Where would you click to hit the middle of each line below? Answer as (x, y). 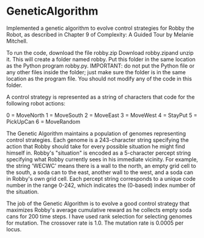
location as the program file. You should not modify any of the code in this (99, 79)
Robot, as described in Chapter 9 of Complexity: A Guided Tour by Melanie (100, 34)
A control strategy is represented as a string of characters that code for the (100, 97)
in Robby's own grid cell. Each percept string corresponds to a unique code (101, 178)
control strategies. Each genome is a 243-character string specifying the (97, 140)
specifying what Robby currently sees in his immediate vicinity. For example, (102, 159)
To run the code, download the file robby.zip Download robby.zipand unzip (100, 52)
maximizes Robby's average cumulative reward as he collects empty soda (99, 210)
